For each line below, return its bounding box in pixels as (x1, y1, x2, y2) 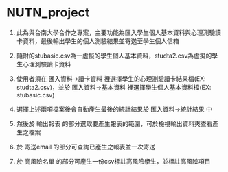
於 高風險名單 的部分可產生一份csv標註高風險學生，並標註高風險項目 (16, 157, 211, 165)
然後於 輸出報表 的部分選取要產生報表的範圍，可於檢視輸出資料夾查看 (16, 119, 213, 127)
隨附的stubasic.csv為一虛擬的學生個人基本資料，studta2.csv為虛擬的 (16, 51, 212, 60)
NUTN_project (6, 5, 90, 21)
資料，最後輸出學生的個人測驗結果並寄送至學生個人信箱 (22, 36, 179, 45)
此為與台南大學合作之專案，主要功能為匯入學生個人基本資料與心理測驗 (16, 28, 216, 36)
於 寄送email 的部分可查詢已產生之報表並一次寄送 (16, 143, 156, 151)
